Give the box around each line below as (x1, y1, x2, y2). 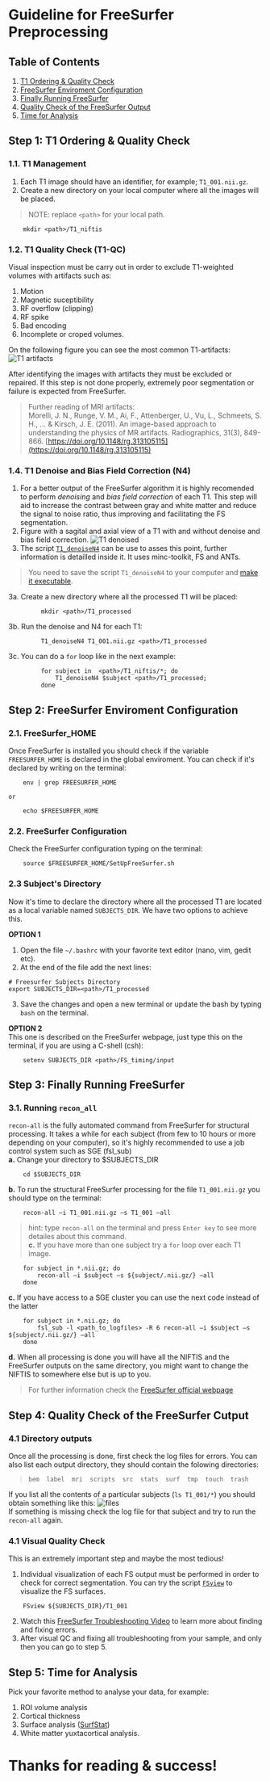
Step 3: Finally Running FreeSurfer (8, 1078, 185, 1091)
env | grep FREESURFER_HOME (23, 778, 117, 787)
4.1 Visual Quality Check (8, 1535, 106, 1546)
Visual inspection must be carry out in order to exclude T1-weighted (8, 262, 234, 271)
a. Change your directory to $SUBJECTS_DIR (8, 1155, 159, 1165)
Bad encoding (19, 321, 67, 330)
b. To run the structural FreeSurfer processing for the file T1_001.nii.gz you (8, 1185, 260, 1195)
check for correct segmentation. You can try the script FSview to (19, 1578, 233, 1588)
